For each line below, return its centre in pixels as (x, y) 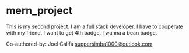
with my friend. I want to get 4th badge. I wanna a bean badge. (82, 32)
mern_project (39, 11)
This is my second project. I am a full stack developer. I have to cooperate (95, 26)
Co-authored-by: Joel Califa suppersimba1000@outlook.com (79, 44)
